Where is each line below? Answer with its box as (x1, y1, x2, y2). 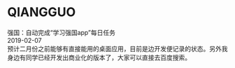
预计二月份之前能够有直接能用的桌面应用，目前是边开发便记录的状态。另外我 (7, 44, 228, 53)
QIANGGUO (7, 4, 76, 20)
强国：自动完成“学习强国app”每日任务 (7, 28, 115, 36)
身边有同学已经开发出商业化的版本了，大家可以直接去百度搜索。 (7, 53, 191, 62)
